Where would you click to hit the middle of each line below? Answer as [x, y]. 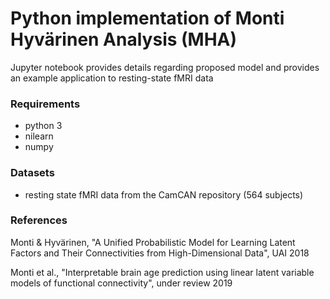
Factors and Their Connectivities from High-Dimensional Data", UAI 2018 [160, 253]
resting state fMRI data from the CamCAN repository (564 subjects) [164, 194]
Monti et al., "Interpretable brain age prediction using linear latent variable [162, 272]
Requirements [45, 104]
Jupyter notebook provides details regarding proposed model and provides [165, 67]
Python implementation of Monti [147, 18]
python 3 [43, 126]
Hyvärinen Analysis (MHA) [124, 39]
